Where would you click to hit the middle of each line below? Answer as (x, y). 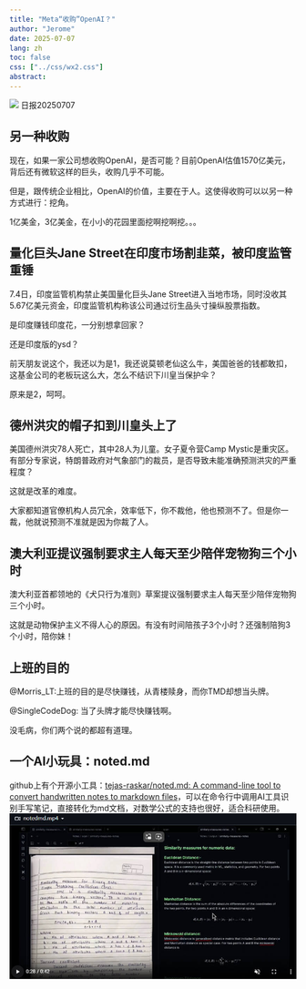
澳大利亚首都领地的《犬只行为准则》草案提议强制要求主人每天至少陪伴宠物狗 (153, 594)
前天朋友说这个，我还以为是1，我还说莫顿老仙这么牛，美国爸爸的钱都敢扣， (151, 363)
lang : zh (26, 48)
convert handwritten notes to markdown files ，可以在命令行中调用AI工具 (145, 796)
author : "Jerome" (42, 29)
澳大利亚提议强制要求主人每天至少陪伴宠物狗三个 (147, 553)
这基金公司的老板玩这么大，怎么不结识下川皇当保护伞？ (113, 374)
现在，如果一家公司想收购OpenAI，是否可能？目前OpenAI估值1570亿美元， (150, 160)
